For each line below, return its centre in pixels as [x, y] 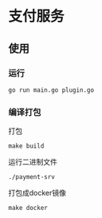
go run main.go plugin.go [51, 90]
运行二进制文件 [33, 162]
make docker [28, 208]
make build [26, 146]
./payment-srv [32, 177]
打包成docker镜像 [37, 193]
